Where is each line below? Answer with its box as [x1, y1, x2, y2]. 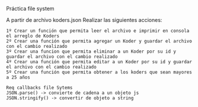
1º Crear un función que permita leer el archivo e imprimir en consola [6, 28, 190, 34]
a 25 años [6, 74, 31, 80]
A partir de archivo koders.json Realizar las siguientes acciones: [6, 17, 162, 23]
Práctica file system [6, 5, 55, 12]
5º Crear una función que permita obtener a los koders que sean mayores [6, 69, 193, 75]
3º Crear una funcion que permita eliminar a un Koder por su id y [6, 48, 177, 54]
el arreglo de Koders [6, 33, 60, 39]
